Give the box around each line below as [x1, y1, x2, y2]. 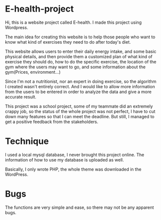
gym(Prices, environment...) [5, 69, 61, 75]
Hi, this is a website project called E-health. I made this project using [5, 19, 142, 25]
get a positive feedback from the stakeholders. [5, 119, 98, 125]
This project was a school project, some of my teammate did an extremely [5, 103, 153, 109]
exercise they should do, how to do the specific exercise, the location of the [5, 59, 157, 64]
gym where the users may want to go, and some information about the [5, 64, 146, 70]
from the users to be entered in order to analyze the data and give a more [5, 89, 152, 94]
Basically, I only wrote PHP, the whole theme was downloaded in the [5, 166, 142, 172]
